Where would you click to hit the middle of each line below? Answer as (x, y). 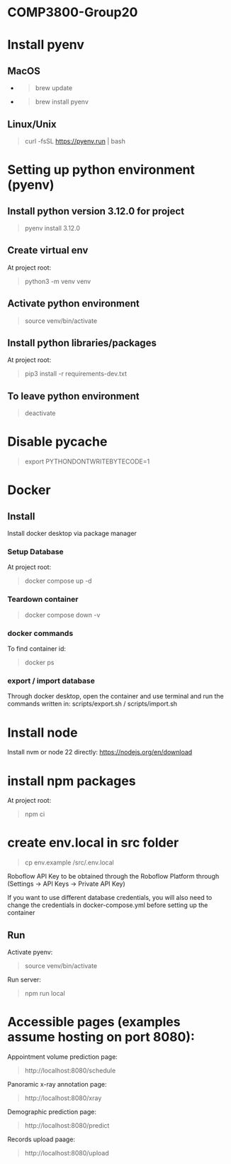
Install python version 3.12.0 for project (96, 211)
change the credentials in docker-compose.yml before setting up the (108, 905)
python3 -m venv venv (58, 281)
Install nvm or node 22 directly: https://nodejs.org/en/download (100, 752)
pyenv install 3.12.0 (52, 228)
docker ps (39, 663)
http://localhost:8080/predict (67, 1125)
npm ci (35, 814)
